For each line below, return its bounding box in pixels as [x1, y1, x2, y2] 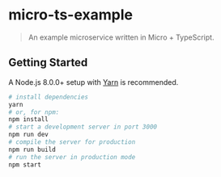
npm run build [8, 145, 57, 154]
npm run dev [8, 131, 49, 139]
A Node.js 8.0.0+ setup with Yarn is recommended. [8, 77, 179, 86]
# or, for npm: [8, 107, 60, 116]
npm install [8, 116, 49, 124]
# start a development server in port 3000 [8, 123, 158, 131]
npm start [8, 160, 42, 169]
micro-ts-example [8, 6, 134, 24]
